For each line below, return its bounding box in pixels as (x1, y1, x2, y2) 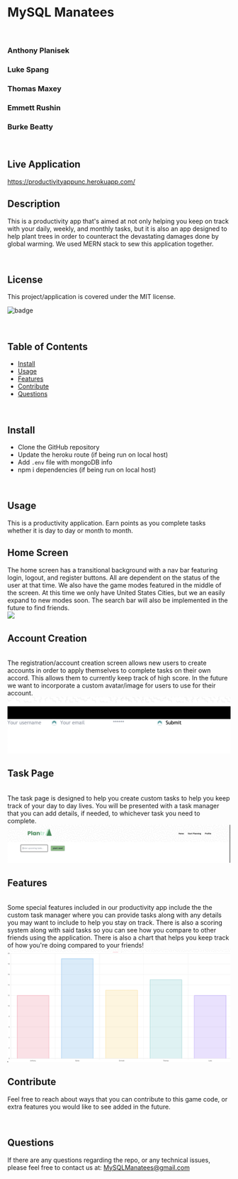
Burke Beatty (7, 121, 53, 131)
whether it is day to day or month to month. (7, 526, 133, 535)
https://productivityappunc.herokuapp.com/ (7, 177, 136, 185)
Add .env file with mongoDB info (17, 457, 113, 466)
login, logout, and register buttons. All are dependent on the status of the (7, 573, 220, 582)
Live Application (7, 158, 81, 170)
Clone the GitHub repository (17, 442, 100, 451)
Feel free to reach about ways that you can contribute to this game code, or (7, 1094, 228, 1103)
